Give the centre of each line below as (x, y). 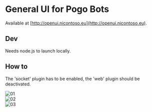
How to (16, 67)
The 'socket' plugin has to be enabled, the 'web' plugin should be (72, 78)
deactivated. (18, 84)
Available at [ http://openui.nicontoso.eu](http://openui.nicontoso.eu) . (76, 23)
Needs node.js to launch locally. (38, 50)
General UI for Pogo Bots (57, 9)
